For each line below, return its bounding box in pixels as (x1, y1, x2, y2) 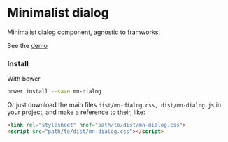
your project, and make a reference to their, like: (7, 108, 145, 116)
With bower (7, 74, 41, 83)
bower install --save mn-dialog (7, 88, 101, 95)
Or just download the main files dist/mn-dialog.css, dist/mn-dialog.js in (7, 101, 222, 109)
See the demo (7, 41, 48, 49)
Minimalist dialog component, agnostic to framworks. (7, 28, 161, 36)
